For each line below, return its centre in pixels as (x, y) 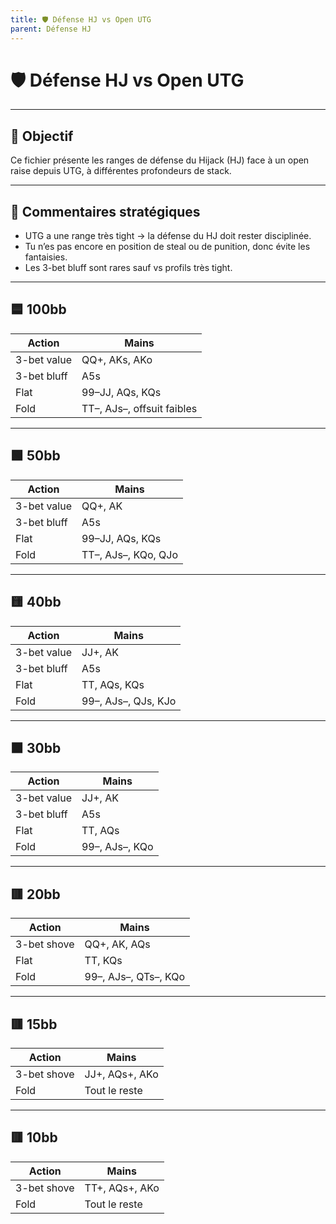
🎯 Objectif (42, 136)
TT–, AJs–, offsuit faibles (139, 408)
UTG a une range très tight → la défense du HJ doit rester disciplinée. (168, 236)
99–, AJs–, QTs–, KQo (135, 977)
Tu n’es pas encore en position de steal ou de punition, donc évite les (167, 247)
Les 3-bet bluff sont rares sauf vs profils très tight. (128, 268)
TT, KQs (103, 961)
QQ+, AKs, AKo (117, 359)
